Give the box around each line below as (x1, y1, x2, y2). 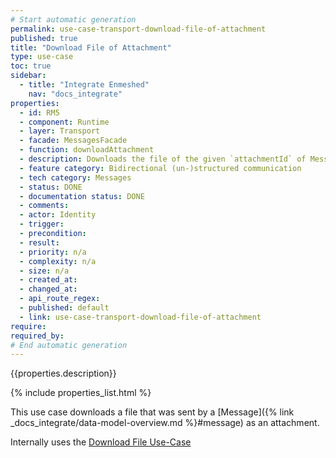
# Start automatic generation (10, 14, 137, 25)
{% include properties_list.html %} (10, 387, 152, 399)
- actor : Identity (19, 210, 97, 220)
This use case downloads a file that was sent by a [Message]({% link (10, 406, 295, 418)
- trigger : (19, 219, 65, 230)
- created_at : (19, 275, 78, 285)
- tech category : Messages (19, 172, 132, 183)
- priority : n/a (19, 247, 87, 257)
